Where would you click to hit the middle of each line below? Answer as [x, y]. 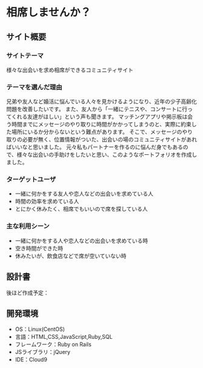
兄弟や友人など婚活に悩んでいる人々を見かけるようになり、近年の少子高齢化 [101, 101]
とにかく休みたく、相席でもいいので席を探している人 [82, 209]
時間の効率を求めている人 [47, 202]
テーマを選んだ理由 [34, 87]
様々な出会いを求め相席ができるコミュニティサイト [70, 70]
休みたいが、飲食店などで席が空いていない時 [71, 256]
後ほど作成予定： [28, 293]
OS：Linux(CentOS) [40, 329]
